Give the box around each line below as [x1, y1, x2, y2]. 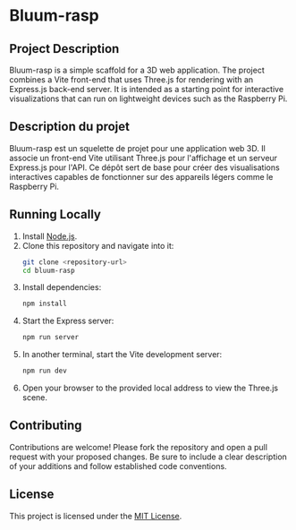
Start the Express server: [21, 315, 114, 327]
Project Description [9, 41, 120, 56]
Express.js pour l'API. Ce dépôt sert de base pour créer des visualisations [9, 162, 280, 173]
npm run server [21, 333, 80, 342]
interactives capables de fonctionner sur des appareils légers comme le [9, 171, 274, 182]
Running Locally [9, 207, 101, 222]
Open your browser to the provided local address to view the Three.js [21, 382, 279, 393]
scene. [21, 392, 47, 403]
